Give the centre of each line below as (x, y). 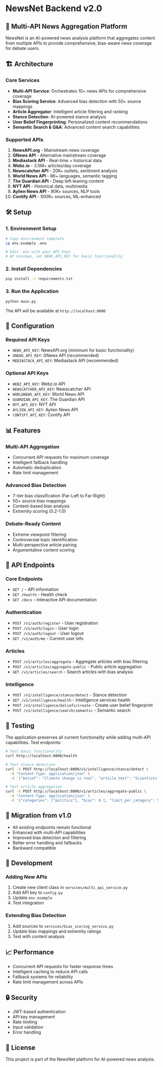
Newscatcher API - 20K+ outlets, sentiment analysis (65, 171)
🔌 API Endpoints (30, 565)
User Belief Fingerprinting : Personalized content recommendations (80, 122)
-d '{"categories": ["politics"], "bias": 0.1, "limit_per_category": (82, 801)
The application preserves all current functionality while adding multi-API (78, 737)
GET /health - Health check (40, 595)
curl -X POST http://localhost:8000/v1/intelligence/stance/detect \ (77, 769)
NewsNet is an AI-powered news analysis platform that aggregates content (80, 38)
